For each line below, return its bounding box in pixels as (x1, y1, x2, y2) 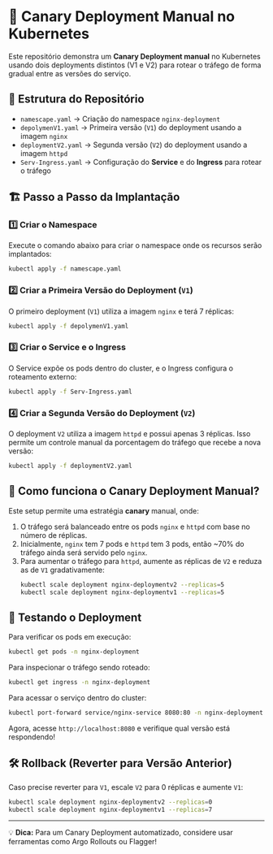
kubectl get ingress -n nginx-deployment (8, 678, 151, 687)
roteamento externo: (8, 371, 77, 381)
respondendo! (8, 731, 55, 742)
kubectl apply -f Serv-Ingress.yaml (8, 388, 132, 396)
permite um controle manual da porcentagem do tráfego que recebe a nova (8, 437, 262, 447)
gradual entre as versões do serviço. (8, 68, 132, 78)
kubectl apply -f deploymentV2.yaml (8, 462, 132, 470)
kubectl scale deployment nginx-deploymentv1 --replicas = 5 (19, 588, 225, 596)
